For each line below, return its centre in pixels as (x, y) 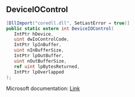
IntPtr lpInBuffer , (38, 45)
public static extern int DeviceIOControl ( (60, 29)
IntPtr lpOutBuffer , (39, 56)
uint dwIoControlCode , (41, 39)
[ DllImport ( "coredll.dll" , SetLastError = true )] (68, 23)
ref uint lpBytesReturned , (47, 67)
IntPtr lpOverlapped (39, 72)
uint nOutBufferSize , (40, 61)
